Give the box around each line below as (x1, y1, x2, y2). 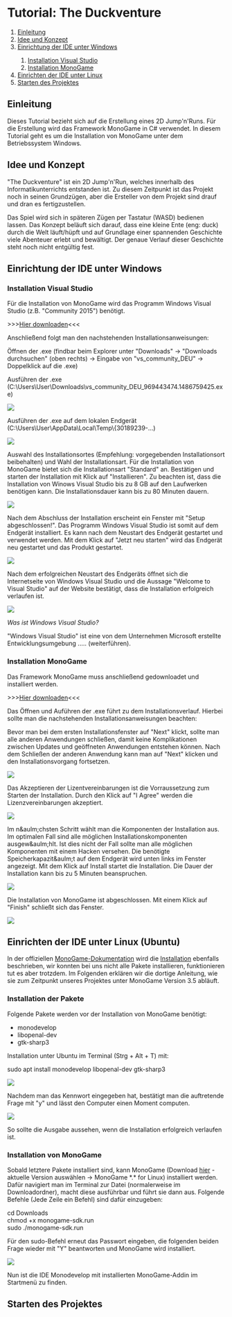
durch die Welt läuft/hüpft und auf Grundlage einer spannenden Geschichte (7, 228, 223, 236)
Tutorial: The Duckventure (7, 5, 161, 21)
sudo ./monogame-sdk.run (7, 1223, 84, 1232)
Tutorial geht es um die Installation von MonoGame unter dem (7, 131, 184, 140)
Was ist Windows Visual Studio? (7, 618, 99, 627)
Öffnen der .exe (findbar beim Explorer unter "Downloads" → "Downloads (7, 347, 217, 356)
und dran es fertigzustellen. (7, 199, 86, 208)
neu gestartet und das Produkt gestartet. (7, 543, 123, 552)
